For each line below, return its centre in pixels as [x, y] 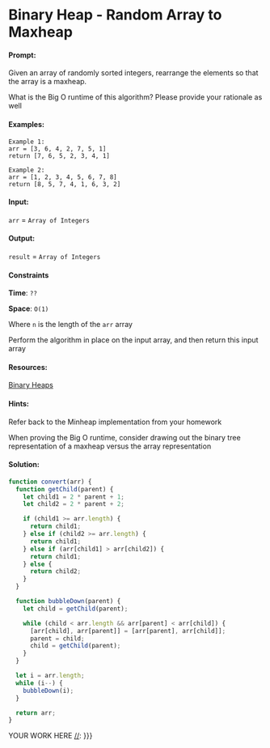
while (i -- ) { [39, 683]
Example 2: [27, 170]
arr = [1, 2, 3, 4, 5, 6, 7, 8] [63, 177]
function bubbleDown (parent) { [68, 601]
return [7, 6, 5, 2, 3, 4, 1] [59, 155]
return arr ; [36, 713]
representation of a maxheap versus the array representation [110, 446]
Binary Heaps [31, 385]
